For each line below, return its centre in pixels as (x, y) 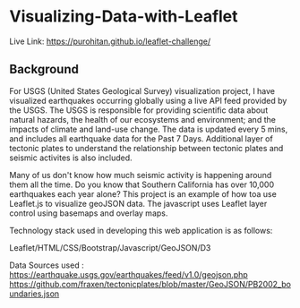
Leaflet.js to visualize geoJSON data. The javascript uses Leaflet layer (138, 203)
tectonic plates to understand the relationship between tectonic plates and (146, 148)
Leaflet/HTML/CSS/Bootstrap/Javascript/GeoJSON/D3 (110, 247)
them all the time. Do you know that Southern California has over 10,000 (142, 184)
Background (44, 69)
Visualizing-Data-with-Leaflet (124, 17)
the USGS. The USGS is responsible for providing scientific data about (139, 110)
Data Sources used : (47, 265)
